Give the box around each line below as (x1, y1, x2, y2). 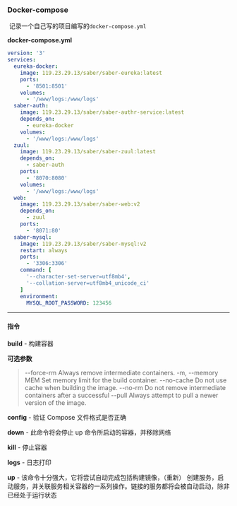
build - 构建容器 (7, 339, 54, 348)
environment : (20, 293, 59, 300)
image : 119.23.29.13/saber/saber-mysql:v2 (20, 240, 147, 247)
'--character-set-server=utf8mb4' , (25, 273, 131, 281)
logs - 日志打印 (7, 458, 51, 466)
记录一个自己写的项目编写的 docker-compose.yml (8, 22, 147, 30)
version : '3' (7, 49, 46, 57)
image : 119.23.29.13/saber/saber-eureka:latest (20, 69, 162, 76)
